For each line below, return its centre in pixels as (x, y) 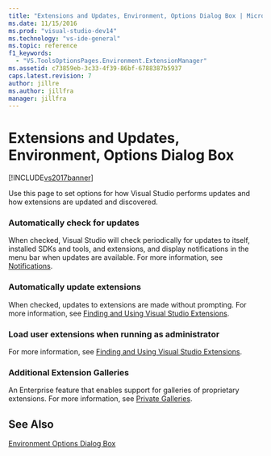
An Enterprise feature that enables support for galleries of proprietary (124, 390)
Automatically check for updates (74, 223)
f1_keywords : (30, 53)
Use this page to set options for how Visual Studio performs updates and (129, 194)
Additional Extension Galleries (69, 372)
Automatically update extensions (75, 287)
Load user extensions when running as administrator (114, 334)
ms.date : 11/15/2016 (43, 23)
